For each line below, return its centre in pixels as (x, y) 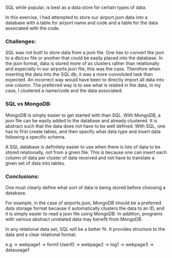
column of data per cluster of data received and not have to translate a (80, 158)
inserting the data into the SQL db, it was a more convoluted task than (79, 74)
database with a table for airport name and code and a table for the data (82, 23)
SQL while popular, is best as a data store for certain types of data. (76, 7)
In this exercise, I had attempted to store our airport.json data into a (77, 17)
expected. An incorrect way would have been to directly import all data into (85, 80)
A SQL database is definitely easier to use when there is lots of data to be (83, 147)
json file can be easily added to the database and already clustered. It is (81, 120)
